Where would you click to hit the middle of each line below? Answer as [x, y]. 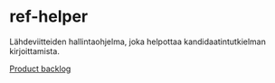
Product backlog [40, 69]
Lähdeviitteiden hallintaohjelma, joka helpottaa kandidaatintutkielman [138, 41]
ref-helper [49, 17]
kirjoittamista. [35, 51]
